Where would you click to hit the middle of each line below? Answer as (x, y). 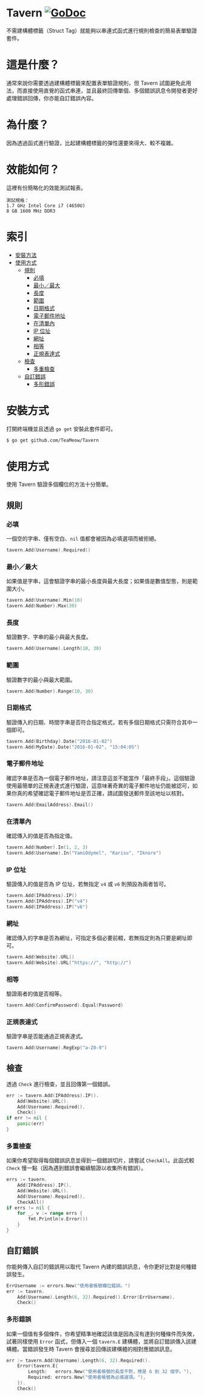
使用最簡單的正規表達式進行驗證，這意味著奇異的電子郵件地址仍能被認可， (99, 785)
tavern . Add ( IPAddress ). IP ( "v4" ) (47, 901)
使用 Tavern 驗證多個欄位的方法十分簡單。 (59, 484)
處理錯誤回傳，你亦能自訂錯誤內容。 (52, 98)
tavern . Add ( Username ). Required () (49, 550)
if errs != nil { (28, 1208)
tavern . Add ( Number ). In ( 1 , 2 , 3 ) (47, 847)
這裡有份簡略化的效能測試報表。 (46, 188)
